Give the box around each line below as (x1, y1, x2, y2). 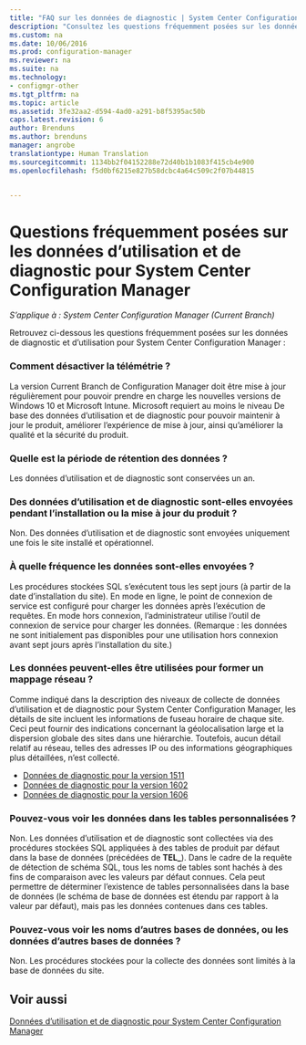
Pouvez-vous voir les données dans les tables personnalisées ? (9, 811, 297, 824)
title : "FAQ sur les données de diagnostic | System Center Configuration (9, 13, 300, 23)
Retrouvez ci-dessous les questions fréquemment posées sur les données (9, 328, 289, 339)
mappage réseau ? (9, 673, 94, 685)
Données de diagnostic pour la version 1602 (22, 779, 189, 790)
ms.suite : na (9, 65, 59, 74)
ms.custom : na (9, 30, 64, 39)
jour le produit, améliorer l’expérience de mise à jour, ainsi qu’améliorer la (9, 419, 284, 430)
